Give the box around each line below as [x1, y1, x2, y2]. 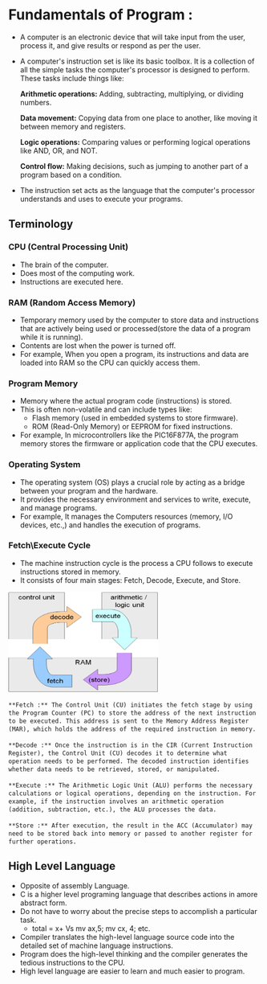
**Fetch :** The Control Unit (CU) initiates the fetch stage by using [8, 701, 253, 709]
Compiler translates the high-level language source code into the [19, 932, 235, 941]
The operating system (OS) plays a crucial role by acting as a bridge [19, 477, 245, 487]
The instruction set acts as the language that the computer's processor [19, 185, 255, 195]
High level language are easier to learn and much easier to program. [19, 966, 245, 976]
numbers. [19, 97, 52, 107]
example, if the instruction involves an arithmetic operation [8, 797, 225, 806]
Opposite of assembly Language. [19, 880, 130, 890]
